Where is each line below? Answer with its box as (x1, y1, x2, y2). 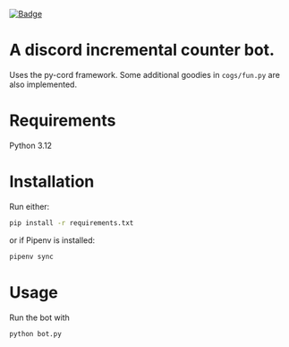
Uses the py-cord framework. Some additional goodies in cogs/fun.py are (9, 69, 280, 80)
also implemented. (9, 79, 78, 90)
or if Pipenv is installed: (9, 234, 96, 246)
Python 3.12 (9, 140, 52, 151)
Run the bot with (9, 312, 70, 323)
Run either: (9, 201, 50, 212)
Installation (9, 171, 95, 192)
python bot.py (9, 329, 63, 338)
